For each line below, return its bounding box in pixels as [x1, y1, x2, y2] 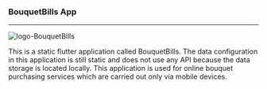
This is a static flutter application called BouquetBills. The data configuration [8, 46, 258, 57]
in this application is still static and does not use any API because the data [8, 55, 250, 65]
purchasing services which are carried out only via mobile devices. [8, 72, 228, 81]
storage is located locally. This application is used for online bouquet [8, 64, 233, 73]
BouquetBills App [8, 6, 77, 17]
